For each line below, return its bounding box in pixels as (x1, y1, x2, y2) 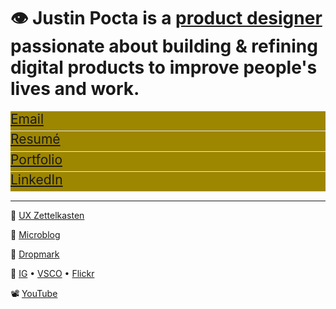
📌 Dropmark (10, 248, 60, 260)
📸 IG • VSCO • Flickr (10, 268, 95, 280)
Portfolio (10, 151, 63, 168)
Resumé (10, 131, 61, 148)
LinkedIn (10, 171, 63, 188)
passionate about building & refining (10, 35, 318, 58)
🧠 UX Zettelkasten (10, 210, 85, 222)
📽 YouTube (10, 288, 58, 300)
